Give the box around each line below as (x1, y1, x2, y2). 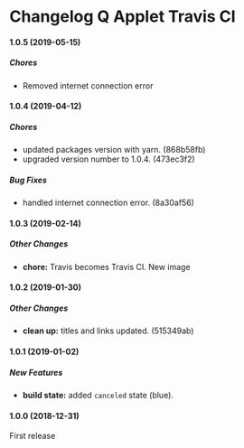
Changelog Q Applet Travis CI (9, 6, 237, 27)
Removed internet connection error (22, 79, 154, 91)
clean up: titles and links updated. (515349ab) (22, 325, 194, 336)
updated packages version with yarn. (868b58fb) (22, 145, 206, 155)
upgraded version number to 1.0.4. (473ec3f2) (22, 154, 196, 164)
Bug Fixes (9, 174, 48, 185)
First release (9, 431, 56, 442)
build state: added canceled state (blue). (22, 389, 174, 400)
